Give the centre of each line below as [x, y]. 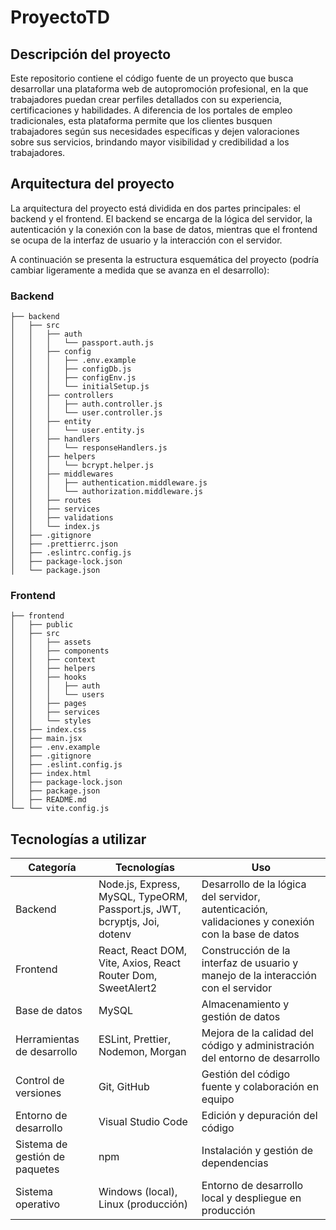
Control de [40, 1081]
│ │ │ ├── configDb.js [71, 369]
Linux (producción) [143, 1204]
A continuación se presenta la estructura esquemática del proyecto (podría [165, 259]
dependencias [235, 1163]
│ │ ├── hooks [48, 677]
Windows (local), [138, 1192]
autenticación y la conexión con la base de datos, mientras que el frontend [164, 229]
